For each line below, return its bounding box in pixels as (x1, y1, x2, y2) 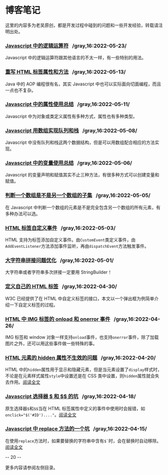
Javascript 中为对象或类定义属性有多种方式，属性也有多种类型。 (5, 113, 137, 119)
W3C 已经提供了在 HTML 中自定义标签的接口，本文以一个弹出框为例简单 (5, 295, 154, 302)
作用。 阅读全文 (9, 379, 40, 385)
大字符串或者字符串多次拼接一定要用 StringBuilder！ (5, 269, 112, 275)
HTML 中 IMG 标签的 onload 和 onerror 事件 (5, 315, 110, 322)
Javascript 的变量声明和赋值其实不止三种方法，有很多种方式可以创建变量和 (5, 172, 159, 178)
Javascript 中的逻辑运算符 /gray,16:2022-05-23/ (5, 42, 127, 49)
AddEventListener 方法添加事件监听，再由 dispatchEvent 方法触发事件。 (5, 243, 149, 249)
